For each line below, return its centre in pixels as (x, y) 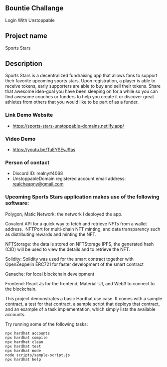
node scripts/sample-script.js (38, 355)
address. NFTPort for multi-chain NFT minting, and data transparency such (83, 229)
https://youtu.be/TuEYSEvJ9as (44, 150)
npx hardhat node (23, 351)
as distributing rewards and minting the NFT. (51, 234)
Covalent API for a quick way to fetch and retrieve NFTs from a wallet (76, 223)
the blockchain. (21, 289)
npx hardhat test (23, 346)
